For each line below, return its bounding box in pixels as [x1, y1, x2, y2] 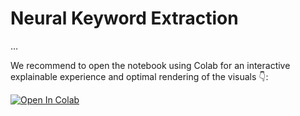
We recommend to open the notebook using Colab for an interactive [10, 59, 291, 71]
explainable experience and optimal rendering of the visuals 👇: [10, 70, 269, 82]
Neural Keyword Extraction [10, 7, 239, 30]
